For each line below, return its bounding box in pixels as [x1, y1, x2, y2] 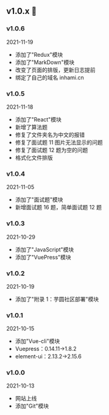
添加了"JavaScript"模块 [15, 245, 74, 253]
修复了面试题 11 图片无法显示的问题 [15, 139, 104, 146]
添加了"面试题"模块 [15, 196, 63, 203]
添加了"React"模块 [15, 115, 62, 123]
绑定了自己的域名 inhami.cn [15, 74, 84, 81]
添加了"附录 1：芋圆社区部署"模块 [15, 295, 99, 303]
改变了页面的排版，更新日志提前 [15, 66, 96, 73]
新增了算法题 [15, 123, 47, 131]
